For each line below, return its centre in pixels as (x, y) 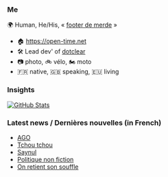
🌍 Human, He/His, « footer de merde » (62, 25)
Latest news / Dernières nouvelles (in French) (84, 123)
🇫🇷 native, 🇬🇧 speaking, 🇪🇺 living (68, 72)
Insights (21, 90)
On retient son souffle (48, 167)
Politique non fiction (45, 159)
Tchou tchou (35, 145)
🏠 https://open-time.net (52, 41)
